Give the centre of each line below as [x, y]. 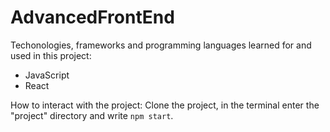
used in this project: [51, 55]
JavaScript [47, 75]
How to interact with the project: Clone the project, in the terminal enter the [165, 105]
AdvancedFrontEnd [92, 17]
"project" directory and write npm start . [92, 115]
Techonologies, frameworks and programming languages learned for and [161, 45]
